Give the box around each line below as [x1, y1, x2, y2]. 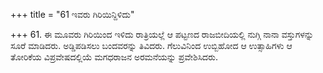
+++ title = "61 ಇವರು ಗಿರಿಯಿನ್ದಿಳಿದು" [10, 9, 135, 20]
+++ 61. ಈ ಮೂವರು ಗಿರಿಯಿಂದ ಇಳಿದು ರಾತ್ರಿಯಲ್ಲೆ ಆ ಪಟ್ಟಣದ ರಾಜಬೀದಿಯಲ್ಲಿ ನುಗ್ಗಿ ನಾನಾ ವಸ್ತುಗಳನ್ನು [10, 29, 314, 40]
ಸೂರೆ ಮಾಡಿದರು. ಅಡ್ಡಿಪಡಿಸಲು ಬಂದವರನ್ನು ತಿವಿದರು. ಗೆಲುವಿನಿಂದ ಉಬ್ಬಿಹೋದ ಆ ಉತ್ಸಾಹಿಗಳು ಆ [10, 40, 293, 51]
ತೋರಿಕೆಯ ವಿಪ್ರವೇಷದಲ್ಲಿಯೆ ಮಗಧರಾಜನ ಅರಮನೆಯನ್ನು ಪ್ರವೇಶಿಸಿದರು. [10, 51, 219, 63]
